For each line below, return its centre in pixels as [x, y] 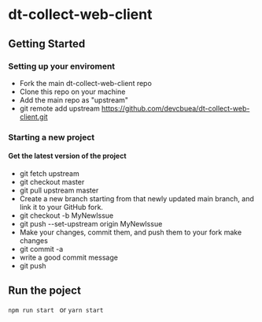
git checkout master [52, 182]
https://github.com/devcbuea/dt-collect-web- [175, 108]
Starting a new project [52, 137]
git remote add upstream [59, 108]
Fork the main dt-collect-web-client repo [85, 83]
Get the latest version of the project [68, 156]
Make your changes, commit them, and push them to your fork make [131, 232]
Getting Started [47, 44]
